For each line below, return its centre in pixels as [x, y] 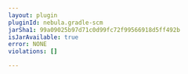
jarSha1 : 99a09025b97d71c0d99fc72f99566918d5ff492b [94, 30]
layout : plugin [33, 15]
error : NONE [27, 44]
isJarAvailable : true [43, 37]
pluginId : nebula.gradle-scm [56, 23]
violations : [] [33, 51]
